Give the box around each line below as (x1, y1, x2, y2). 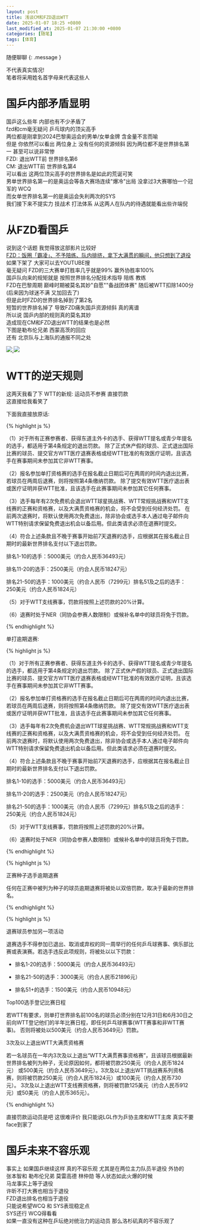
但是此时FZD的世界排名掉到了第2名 (6, 296, 93, 304)
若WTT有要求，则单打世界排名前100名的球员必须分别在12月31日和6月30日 (6, 1011, 188, 1018)
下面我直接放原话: (6, 410, 50, 417)
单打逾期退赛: (6, 635, 40, 642)
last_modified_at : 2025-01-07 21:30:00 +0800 (6, 25, 121, 32)
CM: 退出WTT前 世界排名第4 (6, 163, 76, 170)
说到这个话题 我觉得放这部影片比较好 (6, 244, 96, 251)
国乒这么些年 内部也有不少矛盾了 (6, 118, 86, 125)
